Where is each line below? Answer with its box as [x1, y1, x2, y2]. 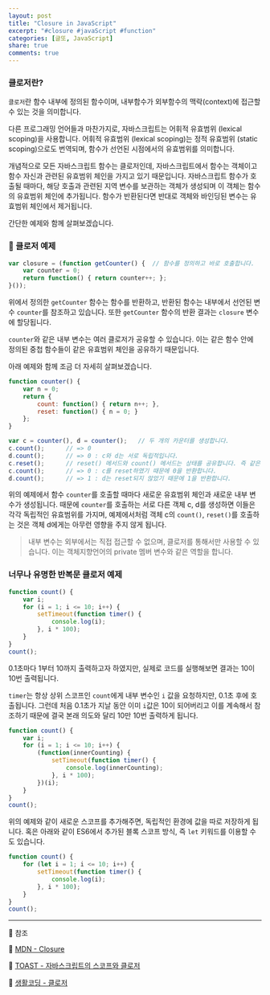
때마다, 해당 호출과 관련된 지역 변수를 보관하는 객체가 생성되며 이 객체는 [22, 182, 247, 191]
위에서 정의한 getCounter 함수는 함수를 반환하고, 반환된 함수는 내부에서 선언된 [8, 297, 252, 307]
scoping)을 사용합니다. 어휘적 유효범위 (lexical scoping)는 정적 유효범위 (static [8, 134, 259, 144]
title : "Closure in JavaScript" [8, 19, 117, 27]
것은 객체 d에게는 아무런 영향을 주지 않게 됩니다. [16, 520, 167, 530]
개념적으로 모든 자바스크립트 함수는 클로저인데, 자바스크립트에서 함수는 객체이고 [8, 162, 258, 171]
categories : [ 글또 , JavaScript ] [8, 34, 114, 43]
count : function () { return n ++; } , [37, 399, 160, 408]
